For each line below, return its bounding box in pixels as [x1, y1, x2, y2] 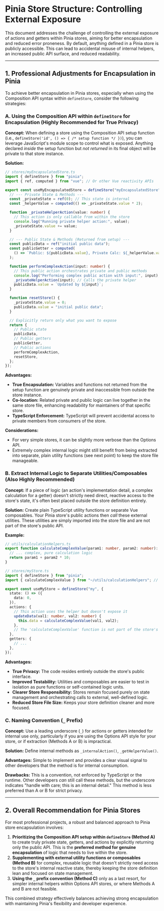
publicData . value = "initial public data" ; [14, 304, 104, 309]
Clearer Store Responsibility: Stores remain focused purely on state [12, 689, 150, 695]
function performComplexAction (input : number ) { [9, 264, 110, 269]
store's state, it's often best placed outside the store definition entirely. [5, 498, 147, 503]
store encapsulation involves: [5, 824, 64, 830]
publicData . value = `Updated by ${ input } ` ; [14, 282, 104, 287]
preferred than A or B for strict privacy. [5, 788, 83, 794]
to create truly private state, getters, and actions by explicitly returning [12, 839, 154, 845]
